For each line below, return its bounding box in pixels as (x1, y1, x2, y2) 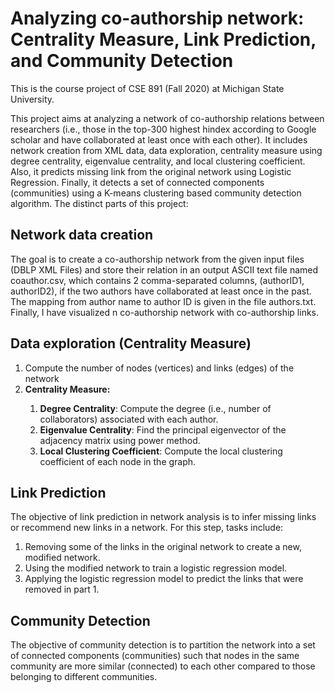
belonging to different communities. (10, 671, 158, 683)
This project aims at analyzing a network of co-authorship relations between (10, 112, 325, 124)
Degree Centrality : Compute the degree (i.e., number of (39, 402, 272, 414)
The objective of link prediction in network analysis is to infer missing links (10, 511, 317, 523)
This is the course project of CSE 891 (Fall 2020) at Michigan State (10, 82, 285, 94)
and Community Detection (10, 50, 234, 72)
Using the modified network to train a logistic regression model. (24, 562, 288, 574)
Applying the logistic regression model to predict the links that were (24, 573, 304, 585)
